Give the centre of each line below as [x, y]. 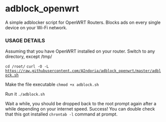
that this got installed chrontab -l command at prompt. [61, 114]
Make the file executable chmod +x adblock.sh [52, 84]
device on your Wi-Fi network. [36, 27]
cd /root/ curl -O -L [27, 67]
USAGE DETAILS [25, 40]
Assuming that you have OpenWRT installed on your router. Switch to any [80, 51]
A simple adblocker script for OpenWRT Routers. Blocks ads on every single [83, 22]
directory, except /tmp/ [29, 57]
